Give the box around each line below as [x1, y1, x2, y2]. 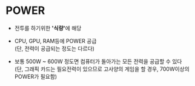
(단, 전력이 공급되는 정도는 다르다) [14, 45, 95, 52]
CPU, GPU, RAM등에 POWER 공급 [14, 37, 97, 44]
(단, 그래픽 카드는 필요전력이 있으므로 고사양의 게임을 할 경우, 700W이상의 [14, 65, 190, 73]
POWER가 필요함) [14, 73, 58, 80]
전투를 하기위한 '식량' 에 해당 [14, 24, 82, 31]
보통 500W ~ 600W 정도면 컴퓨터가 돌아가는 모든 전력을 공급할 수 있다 [14, 58, 182, 65]
